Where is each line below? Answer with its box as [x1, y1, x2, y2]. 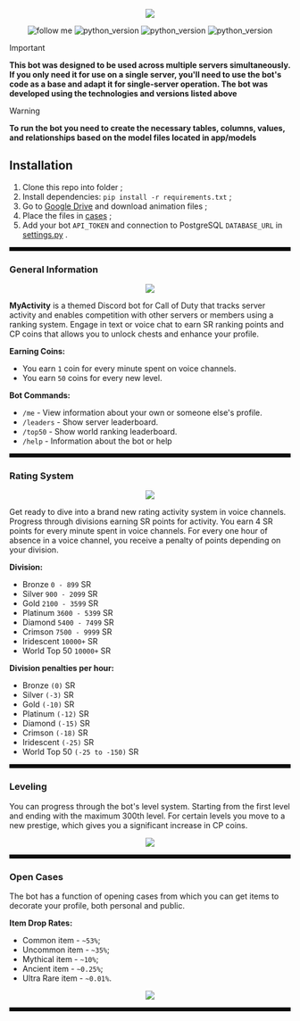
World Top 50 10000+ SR [21, 645, 112, 656]
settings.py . [21, 228, 69, 240]
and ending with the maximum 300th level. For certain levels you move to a [9, 810, 286, 821]
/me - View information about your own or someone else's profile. [21, 407, 263, 419]
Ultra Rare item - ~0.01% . [21, 973, 112, 984]
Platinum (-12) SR [21, 709, 89, 719]
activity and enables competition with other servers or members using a [9, 310, 274, 320]
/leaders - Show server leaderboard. [21, 417, 159, 427]
